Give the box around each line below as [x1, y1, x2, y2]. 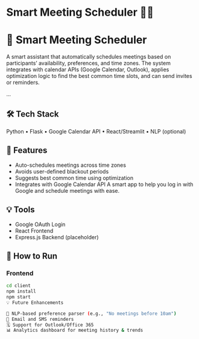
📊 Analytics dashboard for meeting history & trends [6, 328, 144, 334]
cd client [6, 283, 31, 289]
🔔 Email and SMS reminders [6, 316, 74, 322]
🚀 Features [6, 145, 48, 156]
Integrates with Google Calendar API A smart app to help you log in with [14, 181, 194, 188]
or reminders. [6, 79, 40, 86]
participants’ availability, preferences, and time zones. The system [6, 60, 171, 67]
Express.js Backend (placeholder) [14, 233, 99, 241]
